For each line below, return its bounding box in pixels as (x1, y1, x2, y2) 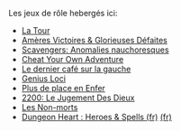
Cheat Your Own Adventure (21, 54, 124, 64)
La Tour (21, 25, 50, 35)
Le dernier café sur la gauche (21, 63, 131, 74)
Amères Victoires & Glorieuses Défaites (21, 35, 167, 45)
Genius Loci (21, 73, 67, 84)
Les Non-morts (21, 102, 78, 112)
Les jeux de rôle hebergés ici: (8, 8, 118, 18)
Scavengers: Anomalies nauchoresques (21, 44, 169, 55)
